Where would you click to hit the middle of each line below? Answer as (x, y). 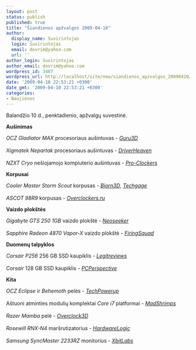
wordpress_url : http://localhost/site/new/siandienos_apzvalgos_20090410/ (99, 77)
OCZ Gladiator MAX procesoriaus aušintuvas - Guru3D (72, 138)
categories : (20, 93)
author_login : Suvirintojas (40, 60)
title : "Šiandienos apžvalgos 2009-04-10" (58, 28)
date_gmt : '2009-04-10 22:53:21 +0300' (55, 88)
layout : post (22, 11)
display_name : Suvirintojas (45, 39)
